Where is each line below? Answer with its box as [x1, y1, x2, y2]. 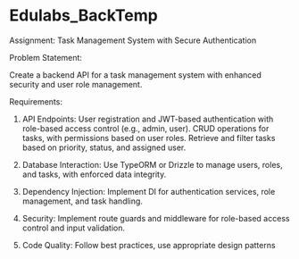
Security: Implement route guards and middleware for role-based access [21, 213, 290, 223]
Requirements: [9, 96, 62, 107]
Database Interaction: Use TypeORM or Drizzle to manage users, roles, [21, 159, 283, 170]
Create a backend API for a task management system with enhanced [9, 69, 262, 80]
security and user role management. [9, 79, 143, 89]
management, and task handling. [21, 196, 143, 206]
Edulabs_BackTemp [9, 5, 158, 26]
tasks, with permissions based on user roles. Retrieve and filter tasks [21, 132, 276, 143]
